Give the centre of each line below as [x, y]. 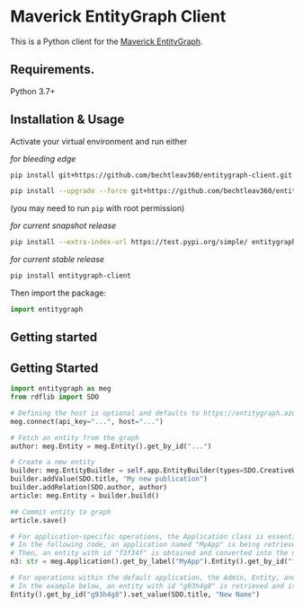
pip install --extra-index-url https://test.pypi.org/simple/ [129, 242]
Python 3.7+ [33, 91]
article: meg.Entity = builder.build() [85, 496]
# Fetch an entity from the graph [75, 437]
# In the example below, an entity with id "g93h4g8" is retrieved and [147, 586]
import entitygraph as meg [61, 389]
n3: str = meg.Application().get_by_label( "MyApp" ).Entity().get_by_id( [149, 562]
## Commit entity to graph [61, 512]
